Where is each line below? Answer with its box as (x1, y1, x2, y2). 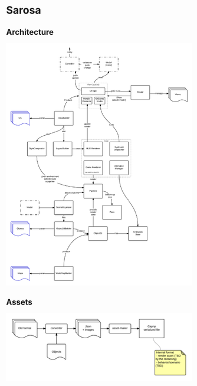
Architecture (6, 27, 54, 37)
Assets (6, 297, 32, 307)
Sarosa (6, 4, 41, 17)
